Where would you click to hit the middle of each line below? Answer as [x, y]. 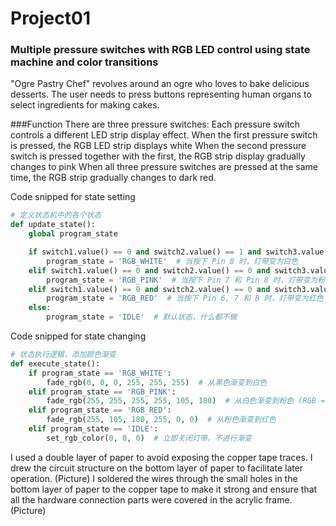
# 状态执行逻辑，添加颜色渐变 [63, 355]
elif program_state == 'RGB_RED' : [100, 410]
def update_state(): [53, 225]
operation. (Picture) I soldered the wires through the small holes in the [154, 478]
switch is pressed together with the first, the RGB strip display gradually [158, 156]
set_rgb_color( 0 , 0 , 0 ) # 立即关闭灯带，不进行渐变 [149, 438]
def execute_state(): [55, 363]
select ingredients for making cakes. [85, 105]
